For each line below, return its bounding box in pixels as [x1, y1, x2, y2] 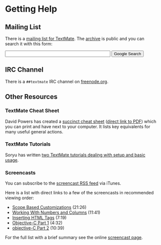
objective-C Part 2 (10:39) [12, 225, 65, 231]
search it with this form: [5, 41, 53, 47]
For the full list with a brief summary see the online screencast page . [5, 235, 143, 241]
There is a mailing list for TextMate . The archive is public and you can [5, 36, 145, 41]
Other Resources [5, 93, 58, 101]
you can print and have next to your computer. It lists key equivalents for [5, 123, 150, 130]
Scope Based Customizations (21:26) [12, 205, 87, 210]
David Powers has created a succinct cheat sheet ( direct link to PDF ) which [5, 118, 157, 124]
